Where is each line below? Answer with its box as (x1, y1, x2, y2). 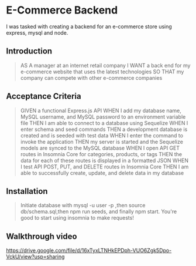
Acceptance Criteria (6, 92, 81, 102)
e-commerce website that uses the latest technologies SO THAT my (20, 68, 184, 75)
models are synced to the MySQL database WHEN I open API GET (20, 144, 180, 151)
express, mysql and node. (6, 29, 68, 36)
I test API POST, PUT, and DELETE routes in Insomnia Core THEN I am (20, 163, 189, 170)
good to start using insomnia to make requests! (20, 214, 135, 221)
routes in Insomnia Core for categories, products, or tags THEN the (20, 150, 183, 157)
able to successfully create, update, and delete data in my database (20, 169, 184, 176)
